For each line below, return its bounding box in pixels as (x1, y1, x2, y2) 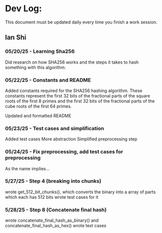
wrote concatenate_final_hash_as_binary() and (5, 217, 99, 223)
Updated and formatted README (5, 113, 71, 118)
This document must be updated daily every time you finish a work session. (5, 19, 158, 25)
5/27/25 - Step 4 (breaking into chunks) (5, 178, 102, 185)
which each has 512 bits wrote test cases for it (5, 194, 99, 200)
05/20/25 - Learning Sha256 (5, 48, 75, 55)
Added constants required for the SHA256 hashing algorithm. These (5, 88, 143, 93)
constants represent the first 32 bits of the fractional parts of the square (5, 93, 150, 98)
